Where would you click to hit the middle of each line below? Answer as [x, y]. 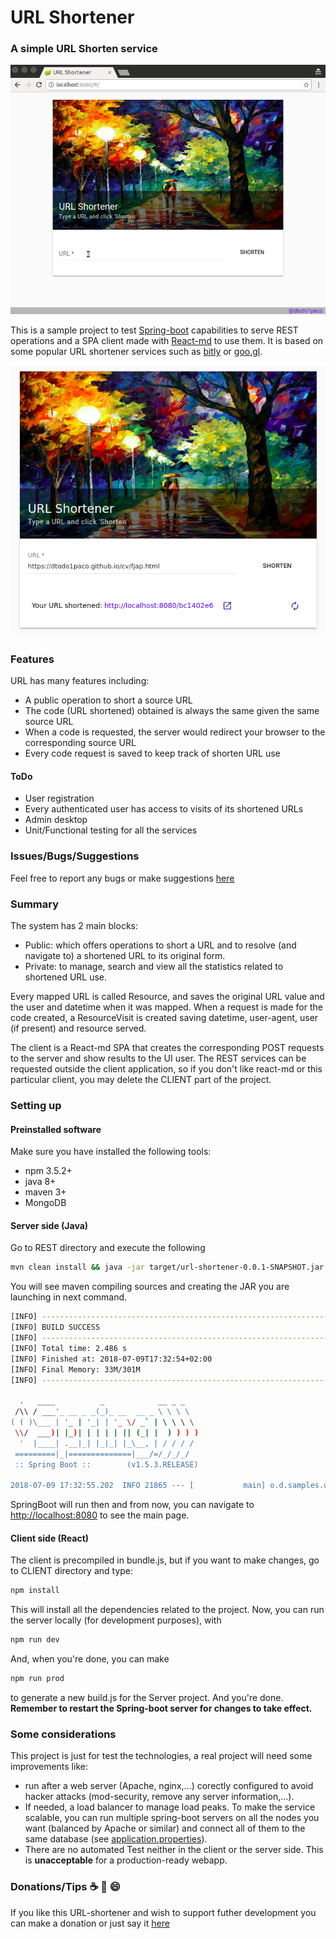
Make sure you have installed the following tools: [111, 1152]
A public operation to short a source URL [108, 700]
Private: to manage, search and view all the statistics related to [154, 967]
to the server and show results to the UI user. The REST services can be [158, 1058]
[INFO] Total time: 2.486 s [69, 1348]
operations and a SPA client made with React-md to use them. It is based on [167, 341]
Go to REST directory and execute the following [108, 1248]
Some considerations [63, 1734]
